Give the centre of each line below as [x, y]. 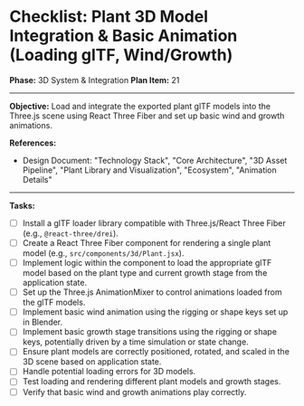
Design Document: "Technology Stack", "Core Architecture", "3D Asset [155, 160]
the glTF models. [54, 302]
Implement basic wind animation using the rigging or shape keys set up [155, 312]
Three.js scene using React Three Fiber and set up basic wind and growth [147, 116]
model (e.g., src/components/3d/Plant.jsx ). [103, 253]
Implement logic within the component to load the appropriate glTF [147, 263]
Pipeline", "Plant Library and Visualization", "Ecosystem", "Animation [150, 170]
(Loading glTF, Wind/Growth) [121, 55]
